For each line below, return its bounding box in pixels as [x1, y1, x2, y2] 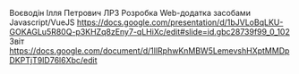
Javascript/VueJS [9, 17, 75, 28]
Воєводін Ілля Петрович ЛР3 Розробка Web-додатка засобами [9, 8, 251, 18]
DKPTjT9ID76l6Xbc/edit [9, 55, 98, 65]
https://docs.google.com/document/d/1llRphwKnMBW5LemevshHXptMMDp [9, 45, 290, 56]
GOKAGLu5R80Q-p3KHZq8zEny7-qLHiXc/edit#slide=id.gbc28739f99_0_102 [9, 27, 291, 37]
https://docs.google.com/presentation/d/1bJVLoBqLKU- [76, 17, 284, 28]
